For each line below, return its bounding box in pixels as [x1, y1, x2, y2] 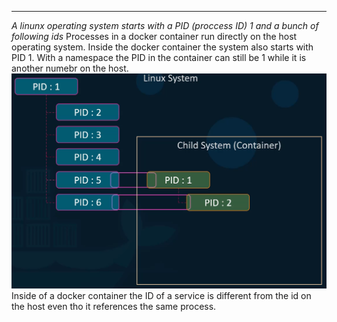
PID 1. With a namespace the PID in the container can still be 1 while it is [11, 52, 307, 63]
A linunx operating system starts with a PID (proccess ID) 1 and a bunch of [11, 20, 319, 31]
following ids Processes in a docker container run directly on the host [11, 31, 298, 42]
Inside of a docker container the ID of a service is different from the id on [11, 290, 312, 302]
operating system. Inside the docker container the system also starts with [11, 41, 314, 53]
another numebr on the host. [11, 62, 129, 74]
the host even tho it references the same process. [11, 301, 217, 313]
